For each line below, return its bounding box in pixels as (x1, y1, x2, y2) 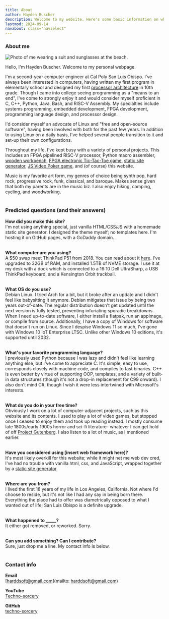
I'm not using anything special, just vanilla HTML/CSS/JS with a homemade (5, 223, 161, 230)
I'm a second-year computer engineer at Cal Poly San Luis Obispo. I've (5, 74, 152, 80)
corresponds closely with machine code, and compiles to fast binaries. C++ (5, 365, 162, 371)
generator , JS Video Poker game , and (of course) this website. (5, 163, 134, 169)
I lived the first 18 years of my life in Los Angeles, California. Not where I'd (5, 486, 158, 492)
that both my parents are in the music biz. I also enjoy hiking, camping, (5, 184, 152, 190)
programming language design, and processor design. (5, 111, 118, 118)
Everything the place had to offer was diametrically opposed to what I (5, 496, 149, 502)
